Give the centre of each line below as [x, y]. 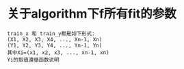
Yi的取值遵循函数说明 [33, 60]
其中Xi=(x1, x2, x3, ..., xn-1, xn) [58, 52]
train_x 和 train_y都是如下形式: [51, 33]
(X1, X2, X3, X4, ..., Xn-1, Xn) [55, 39]
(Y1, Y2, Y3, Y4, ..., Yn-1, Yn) [55, 45]
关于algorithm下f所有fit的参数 [92, 14]
